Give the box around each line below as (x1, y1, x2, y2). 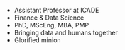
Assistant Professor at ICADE (13, 6, 99, 14)
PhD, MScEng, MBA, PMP (13, 21, 89, 29)
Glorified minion (13, 36, 62, 44)
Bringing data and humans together (13, 28, 119, 37)
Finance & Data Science (13, 13, 85, 22)
